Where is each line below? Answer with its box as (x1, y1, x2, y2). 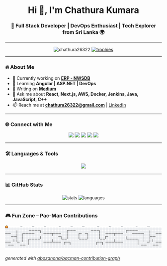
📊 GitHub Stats (5, 181, 43, 188)
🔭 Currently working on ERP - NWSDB (12, 75, 90, 81)
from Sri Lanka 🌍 (62, 29, 105, 36)
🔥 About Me (5, 64, 35, 71)
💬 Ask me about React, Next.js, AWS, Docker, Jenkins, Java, (12, 91, 139, 97)
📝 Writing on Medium (12, 86, 56, 92)
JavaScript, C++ (12, 96, 47, 102)
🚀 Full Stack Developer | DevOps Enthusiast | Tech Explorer (10, 22, 157, 29)
